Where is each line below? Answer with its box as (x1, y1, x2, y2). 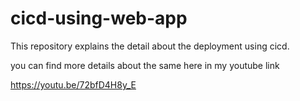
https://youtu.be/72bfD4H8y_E (10, 78, 137, 91)
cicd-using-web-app (10, 7, 188, 30)
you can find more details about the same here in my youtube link (10, 59, 280, 71)
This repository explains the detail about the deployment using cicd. (10, 40, 290, 52)
